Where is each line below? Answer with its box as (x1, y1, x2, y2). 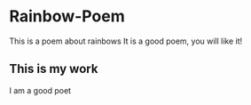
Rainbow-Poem (9, 6, 126, 27)
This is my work (9, 61, 98, 77)
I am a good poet (9, 85, 72, 95)
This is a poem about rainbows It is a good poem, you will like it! (9, 36, 243, 46)
